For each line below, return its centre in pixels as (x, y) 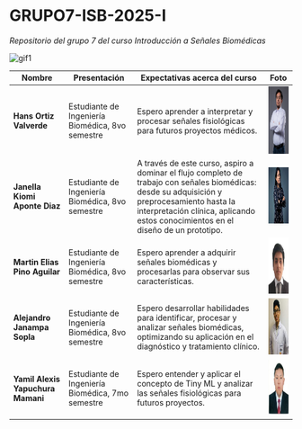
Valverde (30, 126)
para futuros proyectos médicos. (197, 130)
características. (166, 281)
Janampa (31, 327)
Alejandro (32, 318)
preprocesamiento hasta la (187, 201)
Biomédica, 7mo (98, 393)
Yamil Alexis (37, 379)
